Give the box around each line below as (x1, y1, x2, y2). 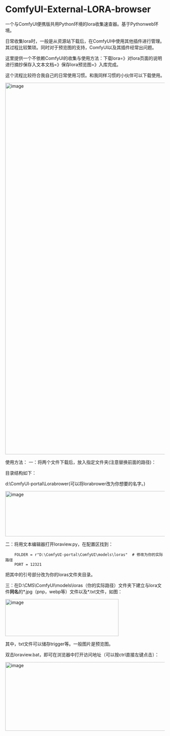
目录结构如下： (5, 470, 36, 476)
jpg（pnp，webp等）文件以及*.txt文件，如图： (26, 589, 122, 595)
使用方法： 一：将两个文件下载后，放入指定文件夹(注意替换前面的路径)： (5, 459, 156, 465)
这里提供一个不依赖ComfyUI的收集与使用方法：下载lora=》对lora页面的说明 (5, 55, 162, 61)
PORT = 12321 (14, 562, 42, 567)
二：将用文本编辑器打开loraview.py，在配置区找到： (5, 541, 113, 547)
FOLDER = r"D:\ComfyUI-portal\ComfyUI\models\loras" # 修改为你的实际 (14, 552, 163, 557)
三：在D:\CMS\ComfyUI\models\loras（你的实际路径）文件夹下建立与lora (5, 582, 158, 588)
